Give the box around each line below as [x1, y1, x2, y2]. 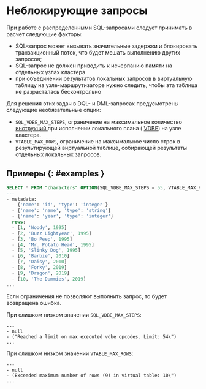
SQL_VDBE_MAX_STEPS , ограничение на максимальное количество [15, 118, 183, 126]
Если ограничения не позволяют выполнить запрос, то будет [6, 292, 167, 300]
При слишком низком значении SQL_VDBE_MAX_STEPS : [6, 311, 142, 319]
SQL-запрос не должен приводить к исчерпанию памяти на [15, 62, 173, 69]
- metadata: [6, 196, 37, 202]
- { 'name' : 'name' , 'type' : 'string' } [12, 208, 112, 214]
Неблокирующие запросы [6, 4, 148, 18]
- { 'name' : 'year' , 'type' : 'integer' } [12, 213, 114, 219]
